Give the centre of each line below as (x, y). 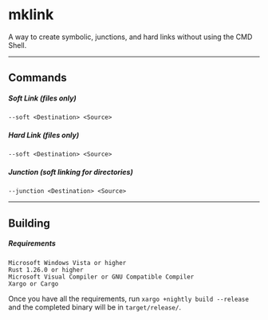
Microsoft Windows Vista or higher (67, 263)
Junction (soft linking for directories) (71, 172)
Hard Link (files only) (44, 135)
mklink (31, 15)
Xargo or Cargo (33, 284)
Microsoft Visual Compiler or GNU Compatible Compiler (101, 277)
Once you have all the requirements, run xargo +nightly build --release (129, 298)
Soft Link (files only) (43, 98)
